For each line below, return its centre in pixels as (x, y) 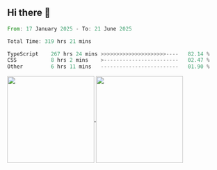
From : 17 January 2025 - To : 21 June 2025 (70, 28)
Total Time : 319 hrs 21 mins (49, 41)
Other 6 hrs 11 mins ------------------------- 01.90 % (108, 67)
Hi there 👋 (29, 13)
